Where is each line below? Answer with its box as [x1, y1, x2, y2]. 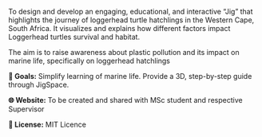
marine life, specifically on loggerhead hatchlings [8, 56, 170, 65]
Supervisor [8, 104, 45, 114]
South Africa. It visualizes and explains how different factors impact [8, 24, 231, 33]
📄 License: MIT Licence [8, 119, 86, 129]
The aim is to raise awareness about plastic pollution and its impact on [8, 48, 240, 57]
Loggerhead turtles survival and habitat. [8, 32, 141, 41]
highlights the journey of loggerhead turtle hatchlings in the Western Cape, [8, 15, 255, 25]
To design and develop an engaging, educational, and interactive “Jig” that [8, 7, 253, 16]
